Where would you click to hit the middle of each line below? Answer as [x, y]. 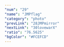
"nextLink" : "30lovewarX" [31, 28]
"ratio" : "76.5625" [24, 32]
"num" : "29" [17, 10]
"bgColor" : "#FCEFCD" [27, 37]
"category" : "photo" [26, 19]
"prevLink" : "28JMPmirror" [32, 23]
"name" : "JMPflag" [23, 14]
